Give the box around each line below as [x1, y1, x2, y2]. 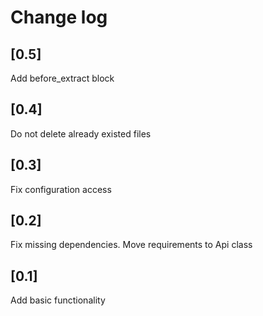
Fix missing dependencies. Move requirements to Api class [10, 239, 253, 251]
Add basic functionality [10, 294, 106, 306]
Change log [10, 6, 108, 29]
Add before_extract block [10, 72, 115, 84]
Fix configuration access [10, 183, 112, 195]
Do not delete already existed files [10, 127, 152, 140]
